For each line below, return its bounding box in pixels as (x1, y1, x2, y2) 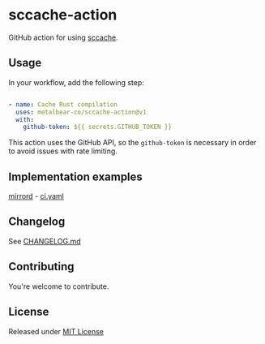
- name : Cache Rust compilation (8, 100, 118, 109)
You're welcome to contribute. (8, 282, 109, 291)
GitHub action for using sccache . (8, 32, 119, 42)
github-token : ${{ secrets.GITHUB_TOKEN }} (23, 123, 173, 131)
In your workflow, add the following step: (8, 77, 144, 87)
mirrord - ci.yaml (8, 191, 65, 201)
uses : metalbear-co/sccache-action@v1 (15, 108, 147, 116)
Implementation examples (8, 170, 143, 183)
